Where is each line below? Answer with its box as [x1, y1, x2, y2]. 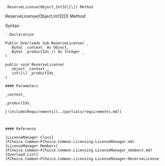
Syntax [5, 23, 20, 28]
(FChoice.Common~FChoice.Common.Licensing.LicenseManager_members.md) [5, 148, 153, 153]
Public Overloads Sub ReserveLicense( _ [5, 41, 89, 46]
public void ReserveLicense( [5, 62, 65, 67]
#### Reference [5, 126, 36, 131]
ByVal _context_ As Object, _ [11, 45, 74, 50]
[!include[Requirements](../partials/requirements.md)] [5, 109, 122, 114]
